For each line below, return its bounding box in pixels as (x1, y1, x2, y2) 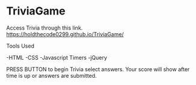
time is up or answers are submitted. (6, 72, 97, 79)
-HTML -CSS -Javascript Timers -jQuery (6, 54, 107, 61)
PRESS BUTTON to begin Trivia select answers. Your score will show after (6, 65, 190, 73)
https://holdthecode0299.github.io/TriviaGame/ (6, 30, 124, 37)
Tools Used (6, 42, 34, 49)
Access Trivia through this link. (6, 24, 83, 31)
